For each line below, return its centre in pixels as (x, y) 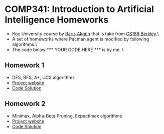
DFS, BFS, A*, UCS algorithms (43, 77)
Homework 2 (25, 104)
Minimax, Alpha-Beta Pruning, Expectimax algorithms (67, 115)
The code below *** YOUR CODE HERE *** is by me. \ (68, 49)
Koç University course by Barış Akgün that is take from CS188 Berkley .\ (85, 33)
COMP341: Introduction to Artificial (79, 9)
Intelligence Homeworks (57, 20)
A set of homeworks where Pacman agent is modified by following (80, 39)
